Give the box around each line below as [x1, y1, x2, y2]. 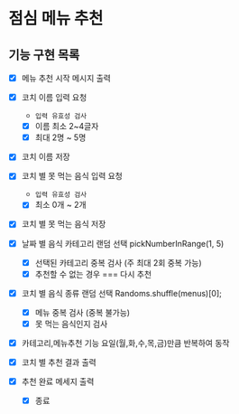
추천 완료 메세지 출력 [21, 376, 95, 387]
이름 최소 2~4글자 [34, 121, 99, 132]
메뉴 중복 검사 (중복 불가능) [34, 306, 131, 317]
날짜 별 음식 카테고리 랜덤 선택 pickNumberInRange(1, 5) [21, 238, 225, 249]
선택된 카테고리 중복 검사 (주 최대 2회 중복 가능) [34, 257, 202, 268]
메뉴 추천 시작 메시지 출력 [21, 73, 112, 83]
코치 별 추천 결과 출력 [21, 356, 97, 367]
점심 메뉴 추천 [8, 8, 104, 29]
